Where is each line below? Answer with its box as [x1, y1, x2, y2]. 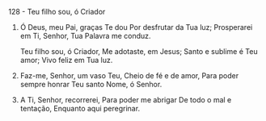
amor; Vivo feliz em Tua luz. [19, 56, 113, 65]
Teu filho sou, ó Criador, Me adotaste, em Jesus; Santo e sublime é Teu [19, 47, 258, 56]
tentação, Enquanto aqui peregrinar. [19, 104, 140, 113]
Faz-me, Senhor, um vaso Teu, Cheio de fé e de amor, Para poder [19, 71, 239, 80]
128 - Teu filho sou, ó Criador [8, 7, 106, 16]
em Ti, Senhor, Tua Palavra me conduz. [19, 31, 151, 40]
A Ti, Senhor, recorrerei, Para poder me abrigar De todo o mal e [19, 95, 232, 104]
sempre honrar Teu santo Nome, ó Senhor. [19, 80, 163, 89]
